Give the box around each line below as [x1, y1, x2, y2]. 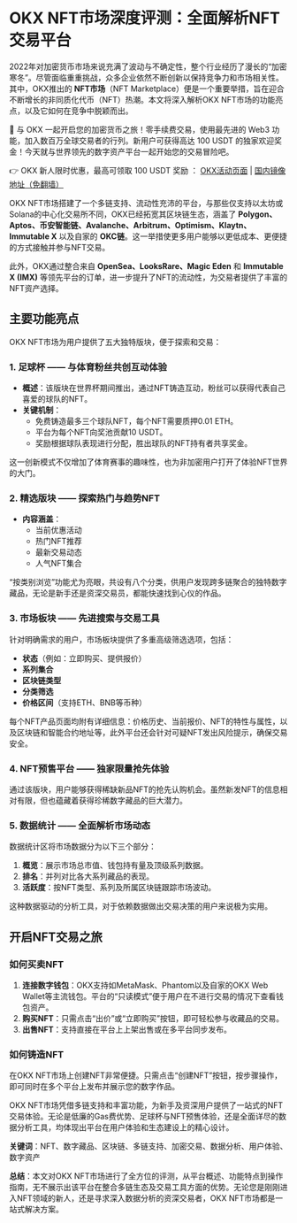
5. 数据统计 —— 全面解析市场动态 [9, 819, 151, 832]
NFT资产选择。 [9, 282, 64, 293]
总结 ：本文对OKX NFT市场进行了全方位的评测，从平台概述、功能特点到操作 [9, 1171, 284, 1181]
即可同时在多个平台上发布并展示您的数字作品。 [9, 1081, 179, 1092]
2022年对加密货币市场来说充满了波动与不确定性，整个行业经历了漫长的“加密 [9, 61, 287, 72]
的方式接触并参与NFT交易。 [9, 242, 110, 252]
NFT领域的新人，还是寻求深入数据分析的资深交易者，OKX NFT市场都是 [16, 1193, 276, 1204]
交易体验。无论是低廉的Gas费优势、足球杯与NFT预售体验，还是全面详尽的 [9, 1111, 279, 1122]
